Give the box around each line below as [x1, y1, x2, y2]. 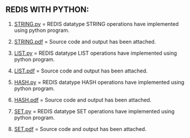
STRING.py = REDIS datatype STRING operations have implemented [14, 20, 179, 27]
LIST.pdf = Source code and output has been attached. [14, 67, 148, 74]
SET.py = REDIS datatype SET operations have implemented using [14, 107, 175, 114]
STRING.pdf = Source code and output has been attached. [14, 38, 156, 45]
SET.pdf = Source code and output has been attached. [14, 125, 146, 132]
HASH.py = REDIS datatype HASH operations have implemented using [14, 78, 185, 86]
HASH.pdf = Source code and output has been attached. [14, 96, 152, 103]
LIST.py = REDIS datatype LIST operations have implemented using [14, 50, 177, 57]
